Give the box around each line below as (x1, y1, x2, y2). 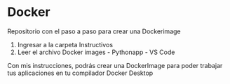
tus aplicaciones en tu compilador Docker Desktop (7, 69, 154, 77)
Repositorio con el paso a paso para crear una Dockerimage (7, 27, 181, 35)
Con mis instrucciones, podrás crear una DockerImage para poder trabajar (7, 61, 223, 69)
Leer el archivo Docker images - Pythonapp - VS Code (17, 48, 175, 56)
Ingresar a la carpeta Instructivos (17, 40, 114, 49)
